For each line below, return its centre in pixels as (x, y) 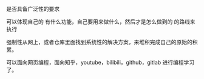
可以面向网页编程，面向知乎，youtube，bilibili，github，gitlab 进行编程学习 (100, 62)
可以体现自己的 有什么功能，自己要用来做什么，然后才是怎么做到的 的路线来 (101, 22)
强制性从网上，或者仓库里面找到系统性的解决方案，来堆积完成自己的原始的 (99, 42)
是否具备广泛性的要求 (33, 9)
